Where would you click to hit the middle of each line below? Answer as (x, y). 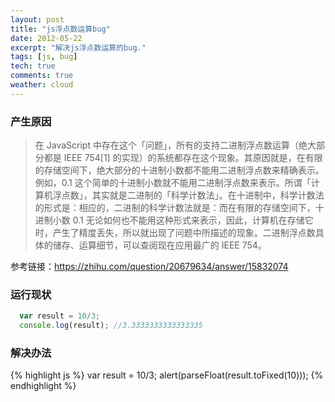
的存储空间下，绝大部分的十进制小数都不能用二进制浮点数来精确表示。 (179, 170)
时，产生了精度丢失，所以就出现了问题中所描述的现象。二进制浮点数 (175, 233)
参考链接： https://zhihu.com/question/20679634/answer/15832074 (149, 267)
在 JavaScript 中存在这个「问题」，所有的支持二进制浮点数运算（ (166, 145)
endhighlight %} (43, 386)
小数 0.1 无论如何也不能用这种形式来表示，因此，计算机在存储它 (183, 220)
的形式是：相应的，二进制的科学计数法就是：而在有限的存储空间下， (175, 208)
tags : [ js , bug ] (44, 57)
